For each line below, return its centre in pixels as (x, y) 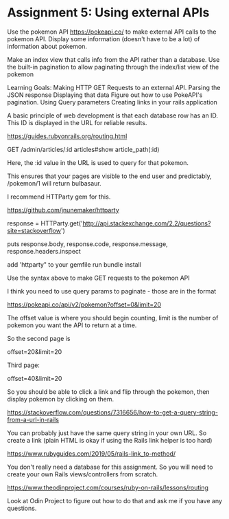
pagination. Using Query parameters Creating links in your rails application (112, 102)
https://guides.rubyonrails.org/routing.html (67, 136)
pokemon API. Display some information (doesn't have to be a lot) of (104, 38)
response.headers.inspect (44, 251)
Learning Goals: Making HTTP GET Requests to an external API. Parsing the (114, 87)
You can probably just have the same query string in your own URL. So (107, 433)
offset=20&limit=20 (35, 351)
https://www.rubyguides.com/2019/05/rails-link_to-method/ (92, 453)
